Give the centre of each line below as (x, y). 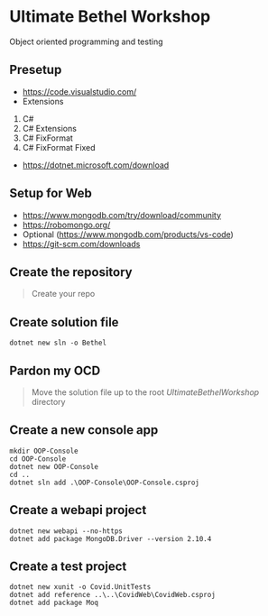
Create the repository (71, 272)
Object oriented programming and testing (86, 41)
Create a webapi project (78, 510)
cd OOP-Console (38, 459)
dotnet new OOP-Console (54, 466)
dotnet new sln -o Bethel (58, 343)
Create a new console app (84, 430)
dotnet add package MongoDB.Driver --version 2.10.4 (111, 538)
